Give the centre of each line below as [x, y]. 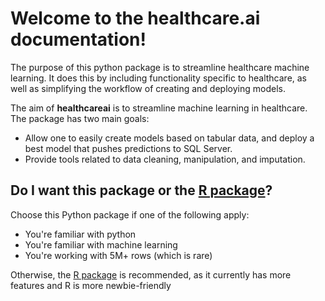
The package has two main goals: [80, 118]
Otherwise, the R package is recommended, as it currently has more [151, 274]
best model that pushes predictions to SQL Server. [128, 148]
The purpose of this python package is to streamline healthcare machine [160, 67]
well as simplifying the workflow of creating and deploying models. [148, 88]
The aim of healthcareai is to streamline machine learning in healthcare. [159, 108]
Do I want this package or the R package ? [141, 190]
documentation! [78, 39]
